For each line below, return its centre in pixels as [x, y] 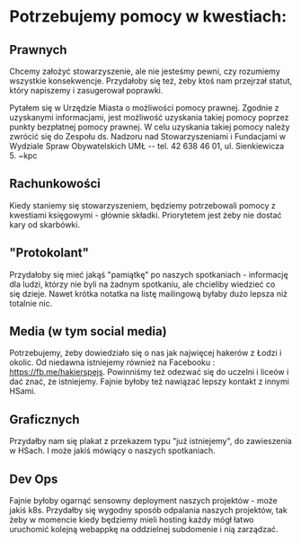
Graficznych [44, 419]
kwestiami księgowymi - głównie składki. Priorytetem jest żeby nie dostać [146, 215]
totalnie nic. [31, 303]
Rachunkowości [55, 184]
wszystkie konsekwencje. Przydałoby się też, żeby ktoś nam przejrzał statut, [151, 81]
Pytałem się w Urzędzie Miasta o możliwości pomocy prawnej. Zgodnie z [145, 108]
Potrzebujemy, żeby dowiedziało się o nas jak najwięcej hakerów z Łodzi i [146, 353]
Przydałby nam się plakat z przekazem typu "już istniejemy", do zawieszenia [150, 441]
